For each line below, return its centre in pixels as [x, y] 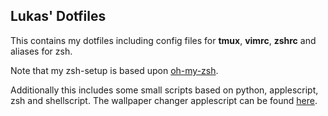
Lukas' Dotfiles [58, 16]
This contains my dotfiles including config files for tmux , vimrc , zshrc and [163, 40]
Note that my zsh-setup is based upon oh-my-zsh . [114, 70]
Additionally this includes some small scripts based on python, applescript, [164, 90]
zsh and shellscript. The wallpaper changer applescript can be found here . [164, 100]
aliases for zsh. [41, 51]
